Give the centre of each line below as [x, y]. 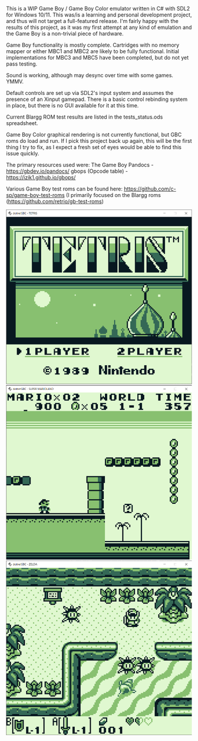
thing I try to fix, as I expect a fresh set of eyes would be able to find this [94, 147]
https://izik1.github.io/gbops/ [41, 177]
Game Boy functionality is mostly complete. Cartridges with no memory [93, 45]
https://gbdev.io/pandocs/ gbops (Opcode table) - [67, 171]
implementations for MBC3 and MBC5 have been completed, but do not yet [98, 58]
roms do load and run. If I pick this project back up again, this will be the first [99, 141]
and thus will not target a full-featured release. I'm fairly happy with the [92, 21]
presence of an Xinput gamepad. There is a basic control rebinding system [97, 99]
